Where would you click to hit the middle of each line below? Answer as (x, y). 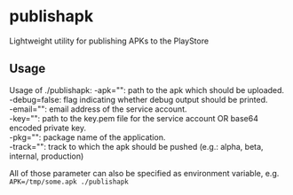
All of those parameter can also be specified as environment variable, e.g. (144, 173)
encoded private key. (48, 128)
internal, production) (47, 156)
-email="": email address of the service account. (98, 109)
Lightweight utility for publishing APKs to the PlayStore (109, 41)
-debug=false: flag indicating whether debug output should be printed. (139, 99)
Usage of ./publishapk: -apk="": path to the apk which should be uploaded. (147, 90)
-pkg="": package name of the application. (87, 137)
